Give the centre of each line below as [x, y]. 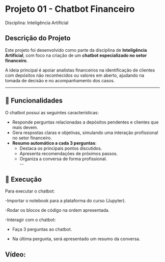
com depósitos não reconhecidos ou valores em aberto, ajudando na [75, 75]
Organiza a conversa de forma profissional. [63, 159]
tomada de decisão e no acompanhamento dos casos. [60, 80]
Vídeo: [15, 254]
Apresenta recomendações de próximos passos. [69, 153]
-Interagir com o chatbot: [30, 220]
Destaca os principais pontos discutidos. [61, 148]
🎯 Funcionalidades [34, 101]
